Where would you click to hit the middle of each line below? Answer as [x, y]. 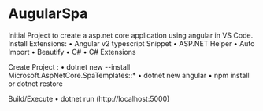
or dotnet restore [35, 84]
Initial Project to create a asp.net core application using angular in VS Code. [131, 35]
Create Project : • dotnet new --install [69, 66]
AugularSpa [48, 14]
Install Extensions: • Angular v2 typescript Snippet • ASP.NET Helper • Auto [131, 43]
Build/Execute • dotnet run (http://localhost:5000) [89, 98]
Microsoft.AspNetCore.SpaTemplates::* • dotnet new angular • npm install [129, 75]
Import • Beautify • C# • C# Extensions [72, 52]
